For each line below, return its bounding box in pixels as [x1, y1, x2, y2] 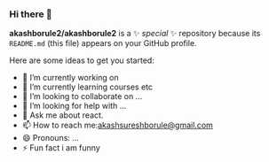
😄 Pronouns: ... [21, 133, 80, 143]
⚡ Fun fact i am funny [21, 143, 100, 153]
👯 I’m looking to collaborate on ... [21, 91, 143, 102]
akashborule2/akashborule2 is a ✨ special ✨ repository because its [9, 28, 261, 39]
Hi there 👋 [9, 8, 53, 20]
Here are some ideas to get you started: [9, 55, 155, 66]
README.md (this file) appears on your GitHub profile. [9, 38, 197, 49]
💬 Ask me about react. [21, 110, 104, 120]
